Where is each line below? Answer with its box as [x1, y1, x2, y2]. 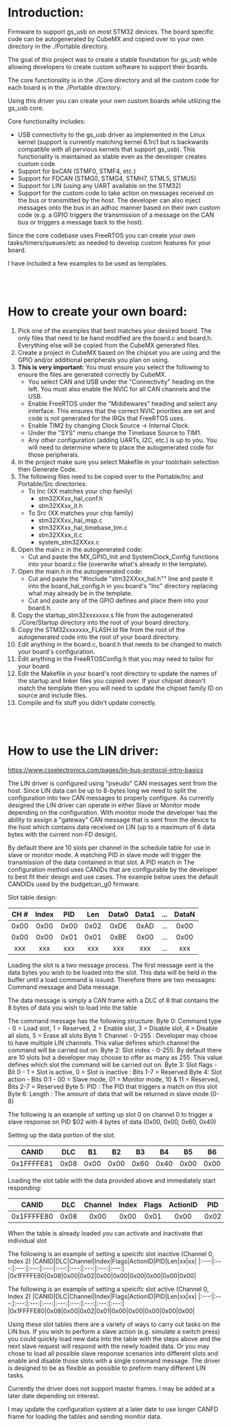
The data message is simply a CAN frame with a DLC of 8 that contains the [8, 996, 219, 1004]
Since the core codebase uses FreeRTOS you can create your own [8, 231, 196, 240]
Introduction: [8, 5, 84, 21]
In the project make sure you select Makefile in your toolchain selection [17, 458, 219, 466]
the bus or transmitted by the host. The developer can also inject [17, 196, 201, 204]
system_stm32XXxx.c [38, 537, 100, 546]
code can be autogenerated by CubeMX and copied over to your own [8, 34, 204, 43]
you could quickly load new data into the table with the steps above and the [8, 1334, 221, 1343]
